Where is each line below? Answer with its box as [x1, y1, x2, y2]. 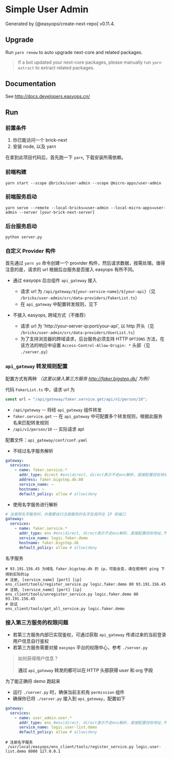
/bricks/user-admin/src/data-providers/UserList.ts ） [20, 329, 138, 336]
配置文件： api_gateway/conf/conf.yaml [5, 437, 88, 443]
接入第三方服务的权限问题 [5, 619, 69, 626]
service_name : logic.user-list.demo [18, 725, 97, 730]
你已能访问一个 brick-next [12, 137, 68, 143]
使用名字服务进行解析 [12, 501, 58, 507]
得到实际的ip [5, 571, 29, 577]
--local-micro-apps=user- [111, 205, 166, 210]
